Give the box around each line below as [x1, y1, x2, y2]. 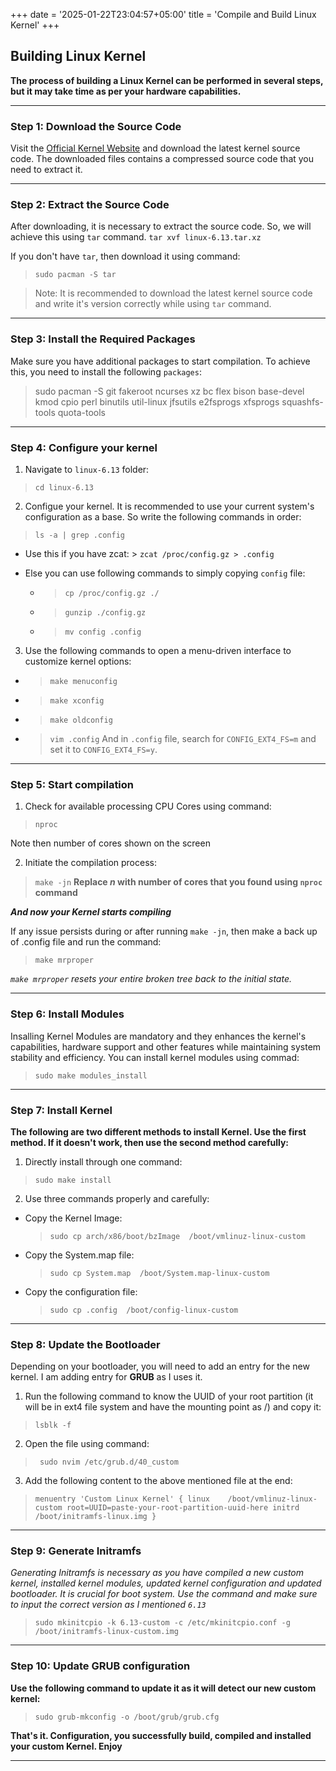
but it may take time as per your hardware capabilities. [10, 85, 242, 97]
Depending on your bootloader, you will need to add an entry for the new [10, 1360, 310, 1373]
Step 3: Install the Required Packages [10, 332, 196, 346]
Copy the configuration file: [24, 1285, 138, 1298]
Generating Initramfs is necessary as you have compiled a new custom [10, 1567, 305, 1579]
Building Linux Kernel [10, 48, 147, 65]
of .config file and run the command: [10, 936, 162, 948]
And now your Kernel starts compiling [10, 906, 172, 918]
